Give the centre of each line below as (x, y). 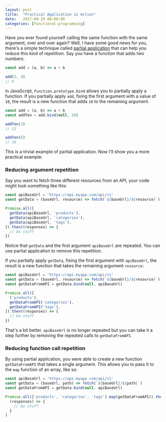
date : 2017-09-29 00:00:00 (35, 19)
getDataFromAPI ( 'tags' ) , (35, 307)
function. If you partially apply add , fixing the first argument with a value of (81, 96)
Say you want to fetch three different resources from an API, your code (77, 181)
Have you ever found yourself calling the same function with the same (76, 38)
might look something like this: (36, 186)
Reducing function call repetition (45, 348)
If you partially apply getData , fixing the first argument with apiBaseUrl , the (81, 260)
